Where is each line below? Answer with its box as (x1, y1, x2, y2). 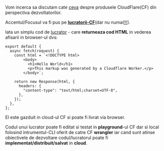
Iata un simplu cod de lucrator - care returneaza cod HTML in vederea (5, 29, 151, 35)
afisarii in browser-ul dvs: (5, 35, 58, 40)
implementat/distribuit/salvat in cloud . (5, 140, 88, 146)
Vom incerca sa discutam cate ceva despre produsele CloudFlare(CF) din (5, 5, 157, 10)
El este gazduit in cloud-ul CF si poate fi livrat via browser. (5, 114, 125, 120)
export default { (5, 44, 42, 49)
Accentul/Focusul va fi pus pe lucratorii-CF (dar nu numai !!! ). (5, 20, 130, 25)
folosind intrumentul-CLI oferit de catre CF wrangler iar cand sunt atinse (5, 129, 155, 135)
